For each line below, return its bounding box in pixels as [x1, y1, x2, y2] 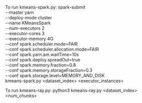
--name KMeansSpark [5, 20, 51, 26]
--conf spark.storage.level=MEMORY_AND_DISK [5, 73, 105, 78]
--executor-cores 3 [5, 31, 45, 36]
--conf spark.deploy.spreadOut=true [5, 57, 81, 62]
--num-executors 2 [5, 25, 45, 31]
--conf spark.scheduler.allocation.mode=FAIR [5, 47, 99, 52]
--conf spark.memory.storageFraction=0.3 [5, 67, 93, 73]
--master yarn [5, 9, 34, 15]
